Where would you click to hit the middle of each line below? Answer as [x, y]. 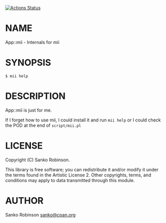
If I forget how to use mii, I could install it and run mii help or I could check [83, 120]
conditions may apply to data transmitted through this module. [70, 180]
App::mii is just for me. [29, 110]
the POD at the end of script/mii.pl [43, 125]
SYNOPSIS [28, 63]
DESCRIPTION [35, 96]
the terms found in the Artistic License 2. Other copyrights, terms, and [78, 175]
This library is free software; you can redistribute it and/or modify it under [82, 169]
